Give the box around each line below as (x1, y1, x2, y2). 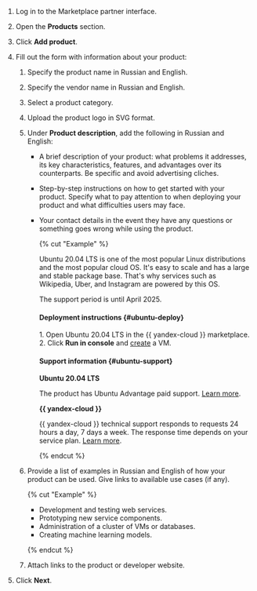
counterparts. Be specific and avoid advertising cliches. (38, 169, 219, 177)
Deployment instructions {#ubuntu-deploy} (38, 312, 184, 322)
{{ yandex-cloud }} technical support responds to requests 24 (38, 419, 239, 429)
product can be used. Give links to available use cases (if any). (27, 475, 230, 484)
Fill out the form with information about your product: (15, 53, 187, 61)
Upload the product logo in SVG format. (27, 113, 155, 122)
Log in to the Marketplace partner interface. (15, 7, 157, 16)
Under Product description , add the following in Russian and (27, 129, 225, 137)
